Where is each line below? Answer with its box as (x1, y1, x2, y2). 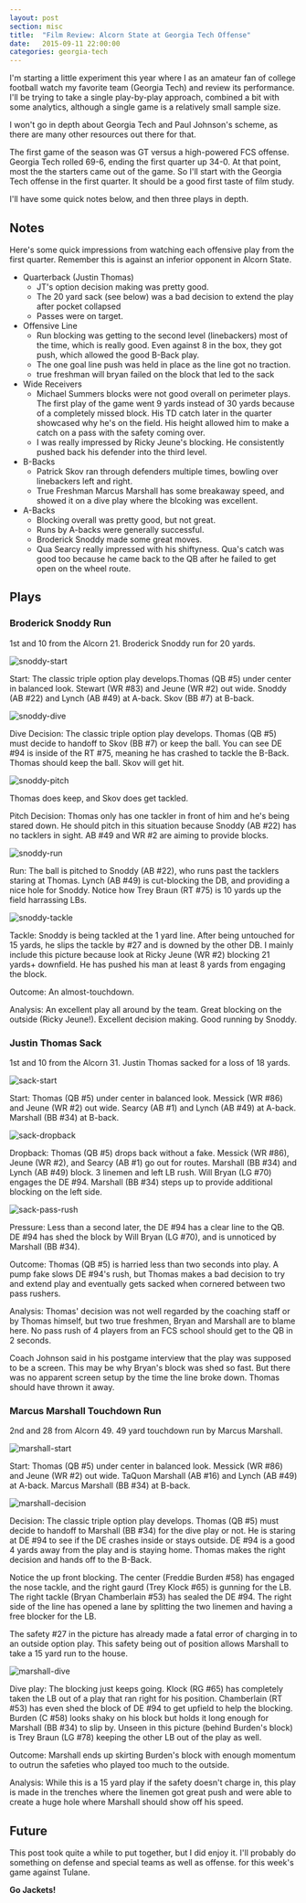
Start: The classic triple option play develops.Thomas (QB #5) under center (9, 673, 292, 684)
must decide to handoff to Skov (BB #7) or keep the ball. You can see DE (9, 738, 282, 749)
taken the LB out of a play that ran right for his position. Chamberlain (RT (9, 1693, 283, 1705)
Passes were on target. (36, 310, 123, 321)
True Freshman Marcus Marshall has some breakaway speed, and (36, 485, 285, 496)
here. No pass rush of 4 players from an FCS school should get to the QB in (9, 1324, 294, 1335)
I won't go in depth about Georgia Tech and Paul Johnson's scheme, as (9, 120, 279, 131)
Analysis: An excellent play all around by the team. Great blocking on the (9, 1004, 282, 1015)
